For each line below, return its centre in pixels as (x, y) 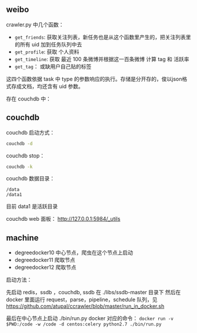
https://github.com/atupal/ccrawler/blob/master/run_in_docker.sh (85, 306)
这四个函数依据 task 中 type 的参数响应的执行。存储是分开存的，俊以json (94, 79)
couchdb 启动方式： (31, 132)
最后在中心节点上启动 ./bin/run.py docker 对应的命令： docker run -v (90, 318)
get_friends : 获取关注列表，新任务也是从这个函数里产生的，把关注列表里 (103, 37)
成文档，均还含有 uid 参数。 (50, 86)
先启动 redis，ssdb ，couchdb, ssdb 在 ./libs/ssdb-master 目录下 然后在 (94, 292)
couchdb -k (19, 167)
